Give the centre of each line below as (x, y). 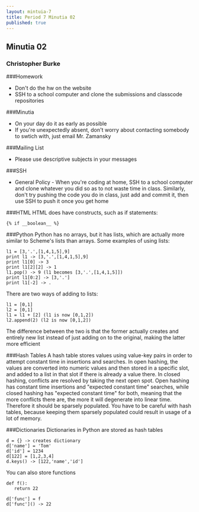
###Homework (25, 77)
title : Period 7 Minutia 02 (41, 17)
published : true (26, 23)
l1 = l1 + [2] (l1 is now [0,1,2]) (50, 315)
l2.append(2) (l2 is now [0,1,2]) (49, 320)
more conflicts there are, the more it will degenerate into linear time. (89, 400)
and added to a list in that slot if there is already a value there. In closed (93, 374)
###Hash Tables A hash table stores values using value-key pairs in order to (99, 355)
